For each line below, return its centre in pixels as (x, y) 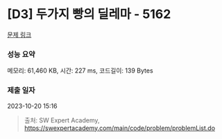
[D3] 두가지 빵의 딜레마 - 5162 (89, 14)
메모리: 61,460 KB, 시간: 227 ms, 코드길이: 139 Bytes (80, 71)
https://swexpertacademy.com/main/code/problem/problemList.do (120, 128)
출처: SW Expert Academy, (62, 120)
